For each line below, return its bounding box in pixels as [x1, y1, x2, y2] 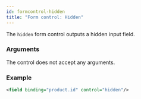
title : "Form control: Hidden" [6, 14, 84, 20]
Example [6, 74, 32, 82]
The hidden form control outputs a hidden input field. [6, 30, 135, 37]
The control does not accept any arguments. [6, 59, 115, 66]
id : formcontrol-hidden [6, 8, 65, 15]
